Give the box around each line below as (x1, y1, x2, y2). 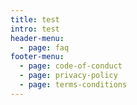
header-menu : (10, 33, 65, 43)
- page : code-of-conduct (19, 61, 123, 71)
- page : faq (19, 42, 70, 53)
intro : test (10, 24, 60, 34)
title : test (10, 14, 60, 25)
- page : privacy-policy (19, 71, 118, 81)
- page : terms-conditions (19, 80, 128, 90)
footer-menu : (10, 52, 65, 62)
